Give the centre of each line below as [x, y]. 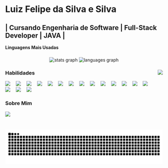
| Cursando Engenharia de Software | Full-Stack [81, 28]
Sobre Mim [19, 103]
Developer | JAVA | [35, 35]
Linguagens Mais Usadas [32, 47]
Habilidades [20, 72]
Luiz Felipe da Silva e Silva [61, 9]
